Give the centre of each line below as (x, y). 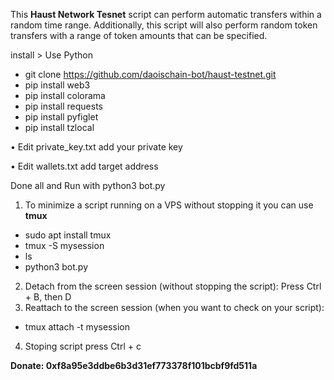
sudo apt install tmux (68, 235)
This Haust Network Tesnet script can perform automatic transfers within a (166, 14)
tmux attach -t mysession (77, 327)
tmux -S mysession (64, 245)
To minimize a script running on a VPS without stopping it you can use (169, 205)
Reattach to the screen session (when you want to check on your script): (174, 307)
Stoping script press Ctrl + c (83, 346)
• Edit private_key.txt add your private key (96, 147)
